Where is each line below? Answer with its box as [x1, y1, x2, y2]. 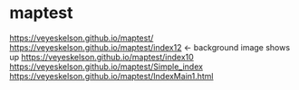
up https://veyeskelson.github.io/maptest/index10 [9, 51, 195, 62]
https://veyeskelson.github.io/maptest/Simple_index [9, 61, 204, 72]
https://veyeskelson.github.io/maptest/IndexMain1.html [9, 70, 214, 81]
